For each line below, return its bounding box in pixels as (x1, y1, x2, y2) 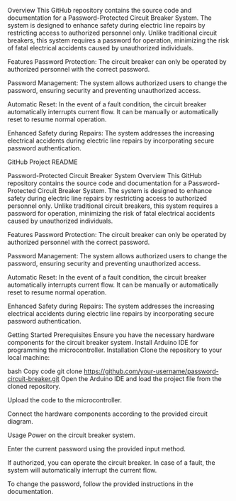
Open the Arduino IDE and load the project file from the (61, 375, 222, 382)
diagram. (7, 417, 33, 425)
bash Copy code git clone (7, 367, 83, 375)
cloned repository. (7, 382, 61, 390)
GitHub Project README (7, 158, 78, 166)
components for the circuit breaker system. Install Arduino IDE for (7, 338, 198, 346)
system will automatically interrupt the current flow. (7, 466, 157, 474)
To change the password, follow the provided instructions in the (7, 480, 193, 488)
